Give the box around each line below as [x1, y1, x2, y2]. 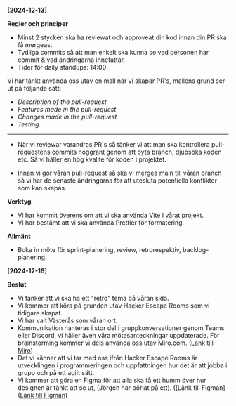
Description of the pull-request [17, 98, 107, 106]
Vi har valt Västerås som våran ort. [17, 316, 118, 325]
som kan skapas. [17, 184, 67, 192]
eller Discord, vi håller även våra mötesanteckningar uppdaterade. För [17, 332, 220, 339]
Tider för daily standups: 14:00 [17, 63, 107, 71]
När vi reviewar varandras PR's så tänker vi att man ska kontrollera [17, 140, 210, 148]
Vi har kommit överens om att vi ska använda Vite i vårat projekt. [17, 211, 204, 219]
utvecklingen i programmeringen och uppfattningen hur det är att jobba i [17, 361, 228, 369]
